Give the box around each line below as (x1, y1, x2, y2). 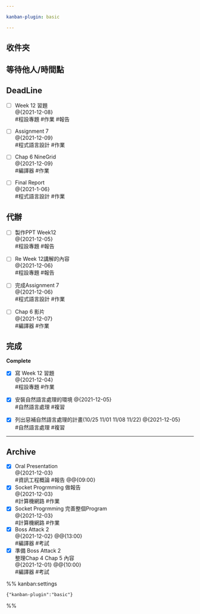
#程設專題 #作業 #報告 (14, 116, 70, 123)
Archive (6, 447, 36, 457)
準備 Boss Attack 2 (14, 547, 61, 554)
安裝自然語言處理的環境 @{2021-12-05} (14, 396, 112, 403)
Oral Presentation (14, 463, 58, 470)
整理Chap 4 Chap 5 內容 (14, 554, 74, 562)
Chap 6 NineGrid (14, 153, 57, 161)
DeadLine (6, 85, 43, 95)
